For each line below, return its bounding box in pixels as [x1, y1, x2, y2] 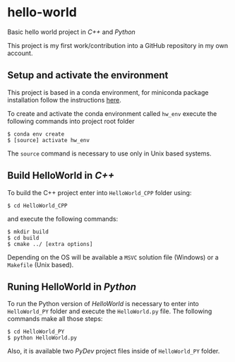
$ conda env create [7, 130, 65, 138]
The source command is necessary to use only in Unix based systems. [7, 149, 212, 158]
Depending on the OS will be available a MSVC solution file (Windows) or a [7, 252, 219, 262]
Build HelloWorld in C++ [7, 170, 115, 182]
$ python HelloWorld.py [7, 334, 78, 341]
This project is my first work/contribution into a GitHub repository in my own [7, 41, 228, 49]
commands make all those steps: [7, 315, 103, 323]
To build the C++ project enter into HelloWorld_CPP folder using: [7, 188, 192, 197]
